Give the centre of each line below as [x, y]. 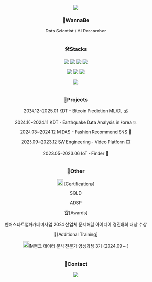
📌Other [76, 171]
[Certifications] [79, 184]
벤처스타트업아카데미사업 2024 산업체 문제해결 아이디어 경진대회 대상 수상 [76, 225]
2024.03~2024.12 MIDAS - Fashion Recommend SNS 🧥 [76, 132]
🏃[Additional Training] [76, 235]
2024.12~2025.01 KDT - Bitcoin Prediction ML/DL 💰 [76, 111]
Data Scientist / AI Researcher [76, 31]
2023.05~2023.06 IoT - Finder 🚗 [76, 153]
